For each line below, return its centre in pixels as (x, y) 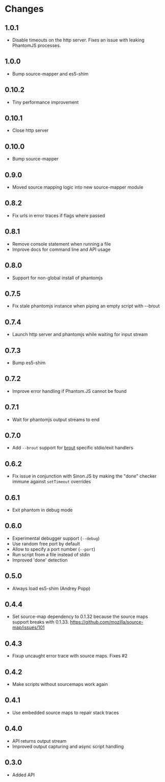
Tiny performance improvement (45, 102)
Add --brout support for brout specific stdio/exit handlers (73, 448)
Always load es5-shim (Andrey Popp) (51, 588)
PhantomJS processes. (36, 45)
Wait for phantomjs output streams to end (56, 419)
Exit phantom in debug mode (42, 510)
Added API (23, 775)
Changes (24, 9)
